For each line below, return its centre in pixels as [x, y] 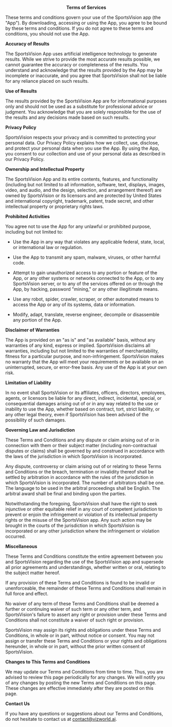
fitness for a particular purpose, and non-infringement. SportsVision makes [85, 356]
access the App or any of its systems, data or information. [74, 305]
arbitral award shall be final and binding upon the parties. [66, 494]
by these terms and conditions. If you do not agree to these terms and [79, 28]
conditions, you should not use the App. [47, 34]
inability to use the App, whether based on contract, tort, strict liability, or [83, 409]
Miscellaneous [21, 546]
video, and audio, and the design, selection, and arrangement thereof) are [83, 190]
